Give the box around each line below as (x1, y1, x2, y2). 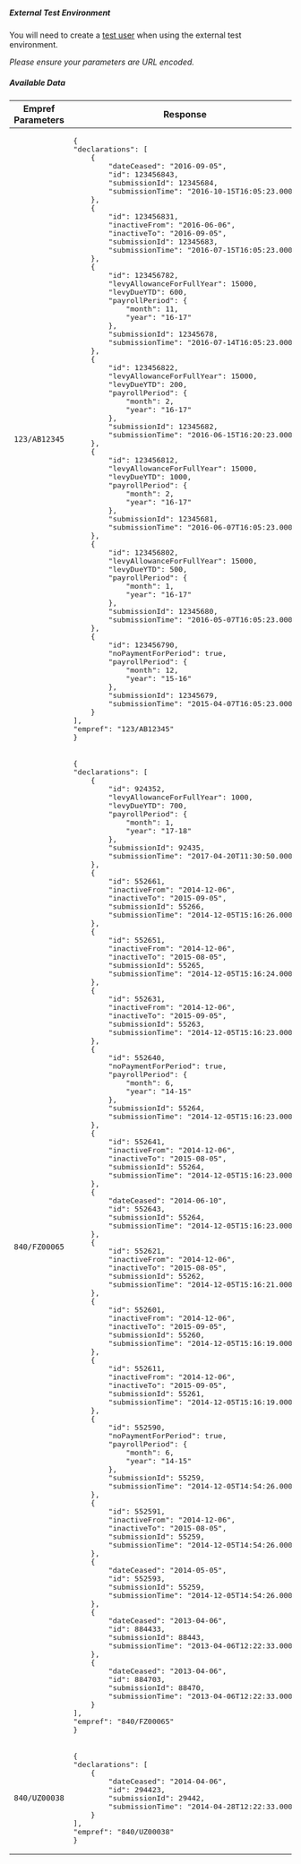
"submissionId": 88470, (107, 1683, 205, 1693)
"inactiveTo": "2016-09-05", (107, 229, 227, 237)
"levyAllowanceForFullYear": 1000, (107, 792, 254, 802)
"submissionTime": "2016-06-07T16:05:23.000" (107, 522, 297, 532)
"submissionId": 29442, (107, 1793, 205, 1803)
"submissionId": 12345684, (107, 177, 219, 187)
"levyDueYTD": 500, (107, 565, 188, 574)
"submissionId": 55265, (107, 960, 205, 970)
